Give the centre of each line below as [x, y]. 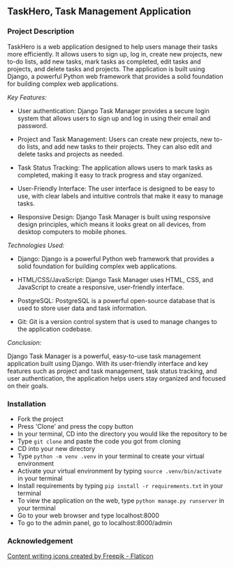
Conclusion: [24, 342]
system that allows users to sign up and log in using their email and [114, 118]
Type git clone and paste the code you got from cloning [99, 441]
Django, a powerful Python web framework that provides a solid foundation [115, 76]
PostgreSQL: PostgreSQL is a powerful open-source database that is [116, 300]
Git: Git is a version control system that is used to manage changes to [117, 321]
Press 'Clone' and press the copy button [75, 426]
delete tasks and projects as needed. [71, 154]
